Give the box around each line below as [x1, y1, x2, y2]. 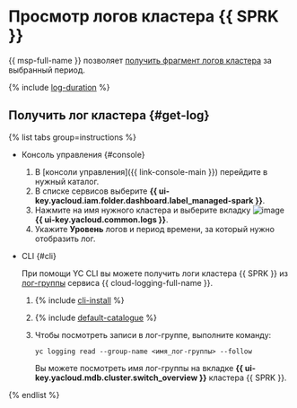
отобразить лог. [34, 233, 96, 244]
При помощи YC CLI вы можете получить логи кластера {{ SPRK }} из [21, 267, 289, 279]
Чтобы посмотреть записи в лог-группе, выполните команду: [34, 329, 272, 340]
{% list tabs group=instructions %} [8, 132, 136, 143]
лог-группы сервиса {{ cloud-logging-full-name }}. [21, 277, 214, 288]
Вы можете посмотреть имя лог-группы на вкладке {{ [34, 362, 244, 373]
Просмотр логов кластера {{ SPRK [8, 6, 279, 27]
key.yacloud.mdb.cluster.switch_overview [34, 372, 198, 383]
